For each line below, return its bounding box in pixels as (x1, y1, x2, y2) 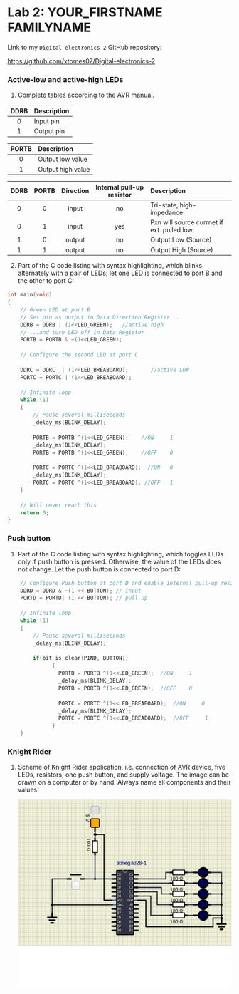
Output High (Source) (150, 245, 213, 254)
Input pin (33, 117, 60, 125)
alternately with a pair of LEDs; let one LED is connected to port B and (17, 269, 223, 278)
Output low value (38, 155, 87, 164)
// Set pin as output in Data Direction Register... (20, 314, 180, 321)
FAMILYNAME (7, 19, 91, 36)
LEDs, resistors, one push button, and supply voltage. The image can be (17, 770, 230, 779)
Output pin (33, 127, 65, 135)
